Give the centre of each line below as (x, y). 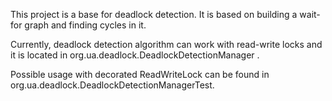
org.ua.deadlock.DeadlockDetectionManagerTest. (112, 85)
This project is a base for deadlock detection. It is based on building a (154, 14)
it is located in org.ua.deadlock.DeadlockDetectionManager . (135, 55)
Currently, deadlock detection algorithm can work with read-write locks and (166, 44)
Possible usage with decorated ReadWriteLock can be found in (140, 74)
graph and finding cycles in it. (85, 25)
